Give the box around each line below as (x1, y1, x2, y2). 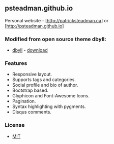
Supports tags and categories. (12, 77, 76, 83)
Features (5, 60, 27, 67)
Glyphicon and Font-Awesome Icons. (12, 93, 90, 99)
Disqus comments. (12, 109, 52, 115)
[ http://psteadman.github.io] (5, 23, 64, 29)
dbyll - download (12, 47, 48, 53)
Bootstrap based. (12, 87, 49, 93)
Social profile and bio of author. (12, 82, 78, 88)
